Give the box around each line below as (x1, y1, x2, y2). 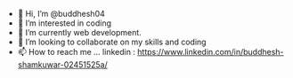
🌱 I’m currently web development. (17, 27, 142, 37)
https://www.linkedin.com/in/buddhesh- (137, 47, 284, 57)
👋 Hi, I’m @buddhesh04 (17, 9, 105, 19)
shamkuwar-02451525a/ (17, 59, 109, 70)
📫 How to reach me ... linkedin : (17, 47, 136, 57)
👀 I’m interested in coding (17, 18, 112, 28)
